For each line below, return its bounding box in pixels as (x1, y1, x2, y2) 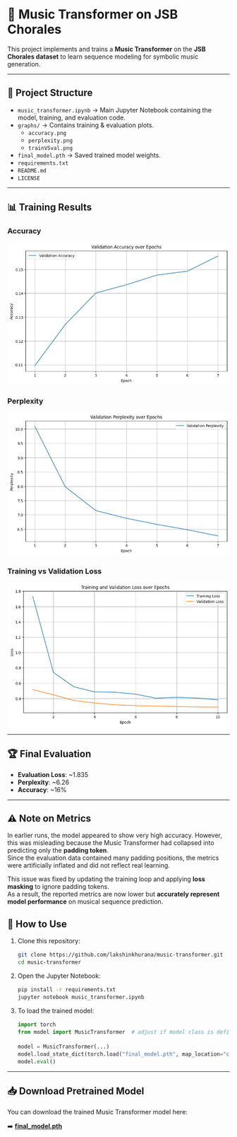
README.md (17, 167, 47, 174)
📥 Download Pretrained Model (7, 1085, 145, 1097)
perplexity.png (28, 137, 73, 144)
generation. (7, 59, 41, 68)
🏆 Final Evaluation (7, 748, 92, 760)
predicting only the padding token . (7, 846, 109, 855)
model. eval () (17, 1059, 56, 1066)
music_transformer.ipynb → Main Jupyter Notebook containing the (17, 105, 212, 114)
